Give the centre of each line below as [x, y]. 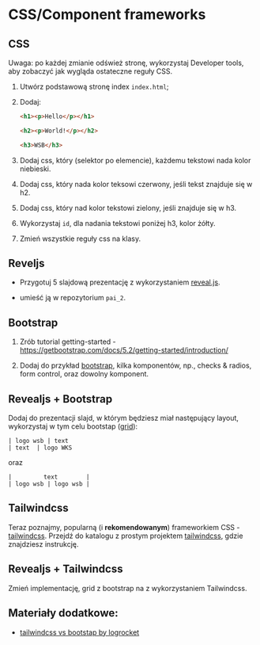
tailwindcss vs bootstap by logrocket [79, 632]
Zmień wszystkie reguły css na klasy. [80, 239]
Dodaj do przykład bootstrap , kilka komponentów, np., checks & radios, [136, 365]
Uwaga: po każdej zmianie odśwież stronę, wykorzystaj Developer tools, [126, 63]
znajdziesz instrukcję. [43, 544]
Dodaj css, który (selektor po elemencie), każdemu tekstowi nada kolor [135, 160]
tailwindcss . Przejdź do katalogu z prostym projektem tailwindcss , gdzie [126, 536]
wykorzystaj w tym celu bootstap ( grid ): [73, 426]
